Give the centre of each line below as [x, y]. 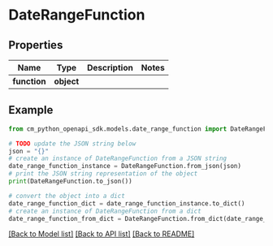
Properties [36, 45]
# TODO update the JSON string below [72, 144]
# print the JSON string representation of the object [103, 174]
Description [110, 68]
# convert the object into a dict [67, 196]
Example [31, 110]
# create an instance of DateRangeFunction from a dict [105, 211]
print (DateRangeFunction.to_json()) [70, 181]
